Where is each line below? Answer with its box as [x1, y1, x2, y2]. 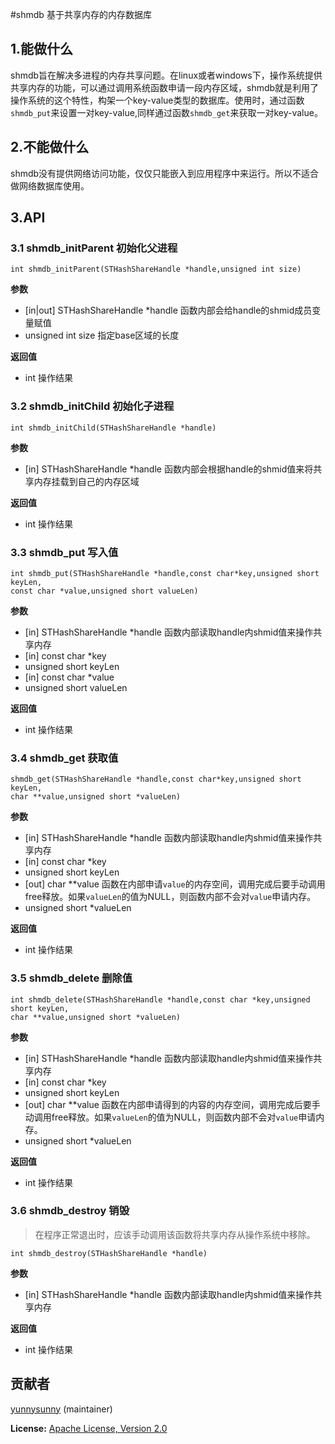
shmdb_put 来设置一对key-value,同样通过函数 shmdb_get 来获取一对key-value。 [10, 106, 323, 118]
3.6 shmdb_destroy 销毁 [10, 1204, 130, 1218]
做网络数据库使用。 [10, 179, 90, 192]
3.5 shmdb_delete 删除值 [10, 971, 133, 985]
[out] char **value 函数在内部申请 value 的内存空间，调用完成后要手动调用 [24, 878, 326, 890]
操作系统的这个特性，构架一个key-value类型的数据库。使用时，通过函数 [10, 94, 305, 106]
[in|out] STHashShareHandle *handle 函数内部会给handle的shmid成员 [24, 304, 313, 317]
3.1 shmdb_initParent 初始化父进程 [10, 241, 178, 255]
